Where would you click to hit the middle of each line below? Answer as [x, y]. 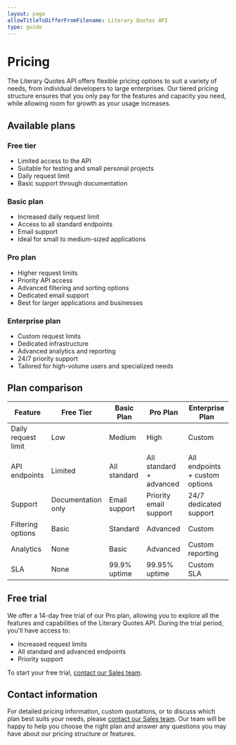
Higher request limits [48, 273]
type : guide [25, 27]
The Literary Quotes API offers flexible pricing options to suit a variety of [112, 81]
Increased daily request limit [58, 217]
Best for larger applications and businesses [80, 302]
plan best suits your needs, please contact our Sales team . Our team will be [117, 719]
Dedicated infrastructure [53, 343]
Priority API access [45, 280]
